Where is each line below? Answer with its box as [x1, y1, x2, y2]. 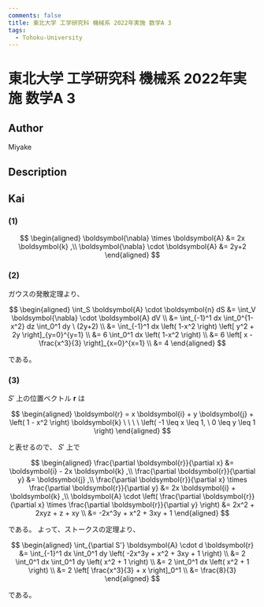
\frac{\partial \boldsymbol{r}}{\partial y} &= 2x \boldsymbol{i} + [28, 482, 236, 493]
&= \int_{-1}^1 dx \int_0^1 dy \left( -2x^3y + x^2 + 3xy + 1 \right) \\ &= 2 [19, 549, 246, 558]
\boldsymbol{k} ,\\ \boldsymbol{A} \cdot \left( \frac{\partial [9, 491, 202, 501]
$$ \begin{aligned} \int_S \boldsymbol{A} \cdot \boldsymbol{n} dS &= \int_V [9, 304, 256, 314]
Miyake [8, 143, 32, 152]
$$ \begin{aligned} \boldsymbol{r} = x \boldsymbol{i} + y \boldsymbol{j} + [10, 409, 255, 419]
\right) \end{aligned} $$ [93, 426, 172, 435]
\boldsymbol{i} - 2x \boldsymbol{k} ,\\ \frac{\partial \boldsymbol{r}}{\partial [9, 466, 256, 475]
